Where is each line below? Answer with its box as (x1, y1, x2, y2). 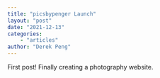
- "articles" (20, 37, 59, 44)
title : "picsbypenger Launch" (7, 10, 97, 18)
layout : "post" (7, 17, 52, 24)
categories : (7, 30, 42, 38)
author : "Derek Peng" (7, 43, 72, 50)
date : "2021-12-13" (7, 23, 65, 30)
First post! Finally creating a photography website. (7, 63, 154, 71)
